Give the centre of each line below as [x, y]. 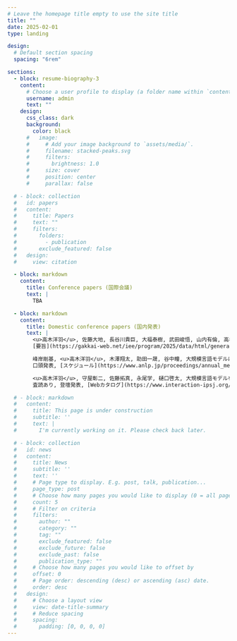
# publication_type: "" [58, 561]
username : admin [50, 98]
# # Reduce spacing [48, 613]
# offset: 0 [37, 574]
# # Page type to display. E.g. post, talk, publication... [110, 482]
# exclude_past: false [56, 554]
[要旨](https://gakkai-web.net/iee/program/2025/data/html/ [122, 346]
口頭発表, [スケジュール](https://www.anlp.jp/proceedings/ [117, 365]
